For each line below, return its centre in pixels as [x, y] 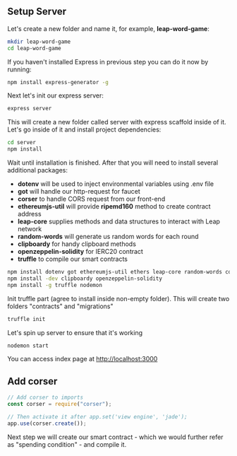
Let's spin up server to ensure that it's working [75, 332]
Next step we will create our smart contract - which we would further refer [115, 437]
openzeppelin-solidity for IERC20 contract [80, 252]
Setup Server [37, 12]
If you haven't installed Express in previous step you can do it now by [108, 62]
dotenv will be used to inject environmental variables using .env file [115, 184]
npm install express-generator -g [58, 82]
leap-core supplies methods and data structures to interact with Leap [119, 221]
